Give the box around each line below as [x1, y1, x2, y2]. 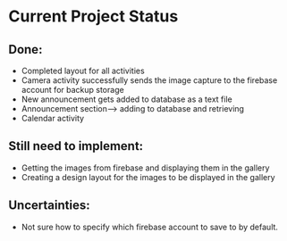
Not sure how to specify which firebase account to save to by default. [21, 221, 279, 232]
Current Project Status [8, 6, 179, 27]
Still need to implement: [8, 138, 144, 154]
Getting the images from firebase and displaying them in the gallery [21, 162, 270, 173]
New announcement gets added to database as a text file [21, 94, 233, 104]
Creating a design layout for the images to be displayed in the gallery [21, 171, 275, 182]
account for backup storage [21, 85, 124, 95]
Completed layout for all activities [21, 65, 145, 76]
